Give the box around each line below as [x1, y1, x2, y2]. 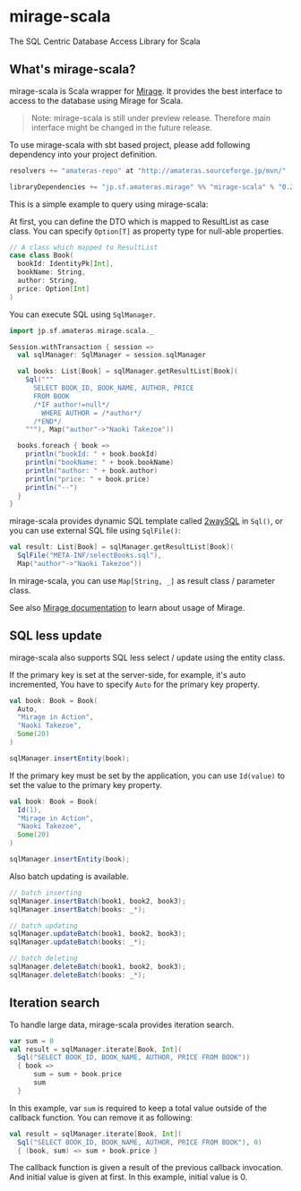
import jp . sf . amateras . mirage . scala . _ [9, 326, 154, 335]
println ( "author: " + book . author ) [25, 466, 159, 476]
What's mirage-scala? [9, 62, 136, 77]
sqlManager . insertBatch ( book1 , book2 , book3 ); [9, 896, 186, 905]
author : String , [17, 276, 78, 285]
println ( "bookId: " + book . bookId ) [25, 450, 159, 458]
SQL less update [9, 629, 103, 644]
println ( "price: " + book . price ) [25, 475, 150, 484]
